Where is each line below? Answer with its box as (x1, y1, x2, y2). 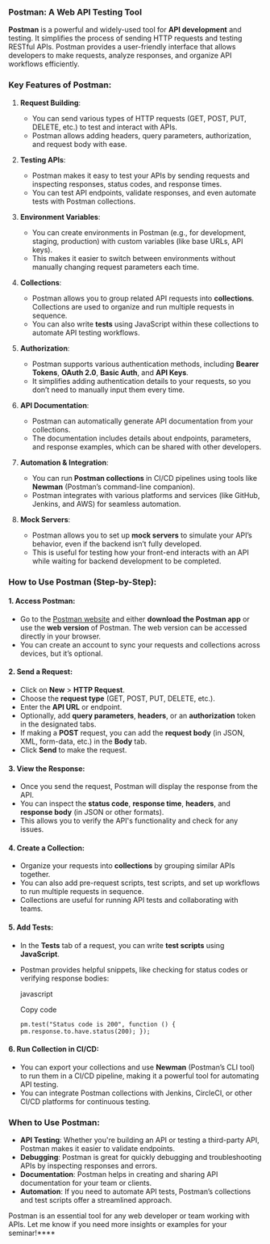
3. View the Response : (8, 763, 85, 774)
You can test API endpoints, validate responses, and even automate (31, 188, 256, 197)
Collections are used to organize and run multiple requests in (31, 302, 235, 311)
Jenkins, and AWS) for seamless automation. (31, 499, 181, 508)
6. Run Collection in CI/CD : (8, 1044, 99, 1054)
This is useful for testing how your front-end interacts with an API (31, 547, 250, 557)
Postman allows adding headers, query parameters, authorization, (31, 130, 251, 140)
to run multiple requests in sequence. (19, 887, 144, 896)
